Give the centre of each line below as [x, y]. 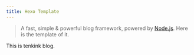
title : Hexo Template [33, 11]
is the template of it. [45, 34]
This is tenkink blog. [30, 46]
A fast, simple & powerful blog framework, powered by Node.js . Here [104, 28]
